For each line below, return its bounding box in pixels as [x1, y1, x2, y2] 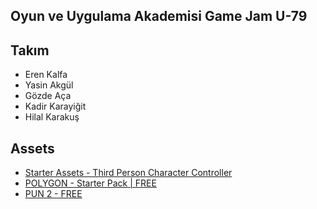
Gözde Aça [24, 90, 72, 102]
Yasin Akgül [24, 79, 74, 91]
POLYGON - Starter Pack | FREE [24, 177, 157, 189]
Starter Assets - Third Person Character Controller [24, 167, 233, 179]
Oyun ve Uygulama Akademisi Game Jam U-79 [10, 8, 308, 25]
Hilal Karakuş [24, 111, 80, 123]
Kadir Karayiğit [24, 100, 87, 113]
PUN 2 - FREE [24, 188, 83, 200]
